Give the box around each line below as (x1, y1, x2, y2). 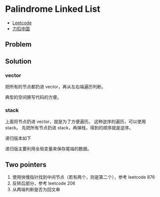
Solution (5, 57, 32, 65)
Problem (5, 40, 32, 49)
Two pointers (5, 160, 47, 169)
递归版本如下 (5, 135, 31, 141)
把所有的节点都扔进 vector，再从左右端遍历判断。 (5, 84, 106, 90)
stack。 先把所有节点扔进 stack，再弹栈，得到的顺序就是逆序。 (5, 125, 134, 131)
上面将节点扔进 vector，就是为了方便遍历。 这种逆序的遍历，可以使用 (5, 118, 146, 124)
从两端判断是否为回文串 (12, 187, 60, 193)
